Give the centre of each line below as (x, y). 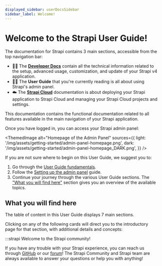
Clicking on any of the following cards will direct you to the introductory (77, 224)
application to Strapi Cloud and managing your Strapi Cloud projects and (85, 99)
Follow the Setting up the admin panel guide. (57, 172)
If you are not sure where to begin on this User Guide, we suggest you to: (79, 158)
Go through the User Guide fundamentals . (54, 167)
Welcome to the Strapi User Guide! (76, 38)
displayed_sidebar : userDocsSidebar (42, 9)
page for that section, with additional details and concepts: (64, 230)
